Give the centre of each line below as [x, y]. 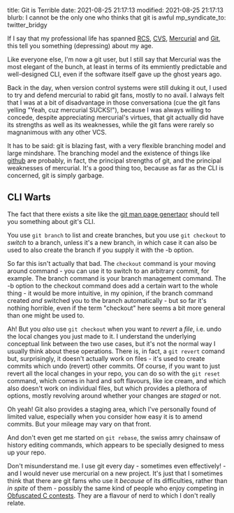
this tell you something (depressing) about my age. [80, 46]
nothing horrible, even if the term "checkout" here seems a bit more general [116, 308]
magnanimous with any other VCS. [57, 132]
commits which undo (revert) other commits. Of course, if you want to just [114, 366]
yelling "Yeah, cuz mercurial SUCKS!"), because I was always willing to [109, 110]
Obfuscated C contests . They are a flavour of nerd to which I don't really [111, 496]
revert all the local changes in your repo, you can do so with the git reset [114, 373]
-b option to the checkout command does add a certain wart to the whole [113, 285]
